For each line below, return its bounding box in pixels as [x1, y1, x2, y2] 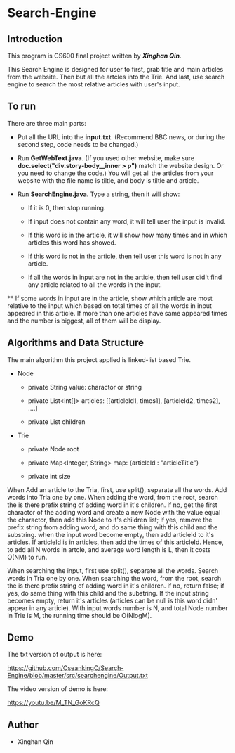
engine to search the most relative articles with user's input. [7, 80, 180, 89]
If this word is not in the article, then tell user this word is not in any [27, 252, 222, 260]
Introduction [7, 33, 63, 45]
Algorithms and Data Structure [7, 337, 145, 349]
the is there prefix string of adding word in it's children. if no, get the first [7, 501, 217, 509]
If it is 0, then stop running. [27, 203, 106, 212]
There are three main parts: [7, 119, 86, 127]
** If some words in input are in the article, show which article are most [7, 294, 213, 302]
